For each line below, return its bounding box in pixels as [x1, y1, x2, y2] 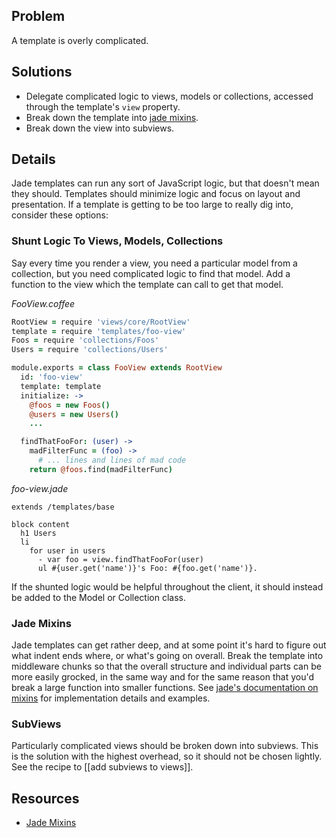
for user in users [29, 545, 106, 556]
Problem [11, 8, 66, 25]
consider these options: [11, 209, 109, 221]
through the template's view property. [25, 100, 181, 113]
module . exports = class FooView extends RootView [11, 363, 223, 373]
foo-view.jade [11, 482, 69, 494]
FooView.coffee [11, 297, 76, 309]
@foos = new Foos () [29, 400, 111, 410]
